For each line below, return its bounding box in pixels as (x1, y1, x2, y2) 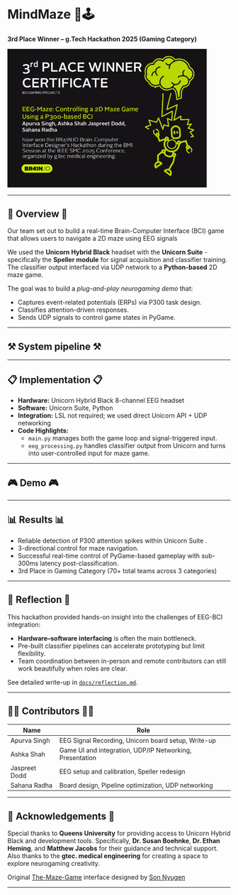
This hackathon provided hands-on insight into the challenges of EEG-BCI (7, 612, 223, 621)
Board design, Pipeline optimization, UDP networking (59, 781, 214, 789)
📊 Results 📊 (7, 514, 65, 526)
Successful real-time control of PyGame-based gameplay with (17, 551, 200, 560)
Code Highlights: (17, 426, 69, 435)
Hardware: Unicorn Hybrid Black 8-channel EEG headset (17, 396, 185, 405)
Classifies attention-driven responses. (17, 305, 130, 314)
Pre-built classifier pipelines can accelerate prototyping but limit (17, 641, 205, 650)
